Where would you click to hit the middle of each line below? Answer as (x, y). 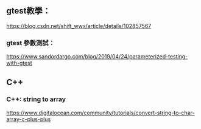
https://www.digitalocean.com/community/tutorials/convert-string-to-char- (100, 113)
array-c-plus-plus (29, 119)
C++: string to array (36, 99)
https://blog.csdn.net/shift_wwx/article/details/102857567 (79, 26)
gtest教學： (28, 11)
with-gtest (19, 63)
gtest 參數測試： (30, 43)
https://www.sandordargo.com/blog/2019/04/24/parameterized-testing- (97, 57)
